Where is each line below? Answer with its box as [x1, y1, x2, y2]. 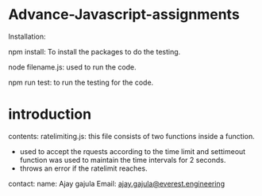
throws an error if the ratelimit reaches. [19, 164, 148, 173]
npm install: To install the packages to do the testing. [8, 47, 181, 56]
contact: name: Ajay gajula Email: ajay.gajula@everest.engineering [8, 179, 225, 188]
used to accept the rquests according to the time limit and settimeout [19, 146, 246, 156]
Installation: [8, 32, 46, 41]
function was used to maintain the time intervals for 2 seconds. [19, 155, 226, 164]
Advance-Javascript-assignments [8, 6, 240, 24]
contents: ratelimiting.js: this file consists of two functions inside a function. [8, 131, 256, 141]
